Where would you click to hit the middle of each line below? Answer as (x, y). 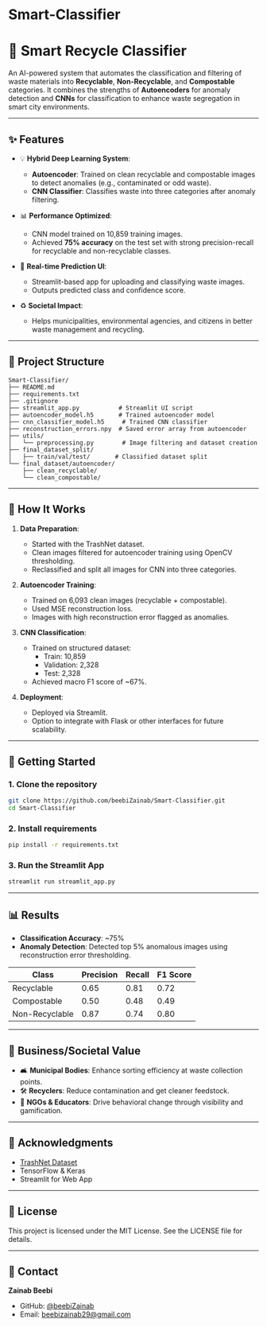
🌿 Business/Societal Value (75, 1051)
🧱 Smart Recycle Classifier (97, 51)
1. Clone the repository (53, 784)
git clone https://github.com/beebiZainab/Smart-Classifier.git (117, 801)
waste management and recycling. (88, 329)
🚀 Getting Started (52, 761)
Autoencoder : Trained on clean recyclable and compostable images (143, 174)
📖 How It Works (47, 509)
